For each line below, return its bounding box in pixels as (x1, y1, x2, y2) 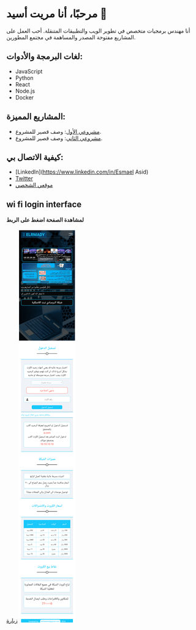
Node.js (15, 87, 36, 94)
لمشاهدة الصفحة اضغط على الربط (6, 216, 84, 224)
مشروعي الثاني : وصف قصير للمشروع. (15, 134, 103, 142)
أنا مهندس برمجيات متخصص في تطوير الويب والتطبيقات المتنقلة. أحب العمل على (6, 27, 190, 34)
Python (15, 74, 34, 82)
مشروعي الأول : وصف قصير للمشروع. (15, 128, 102, 135)
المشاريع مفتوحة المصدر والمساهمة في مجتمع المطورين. (6, 33, 136, 40)
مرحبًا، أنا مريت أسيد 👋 (6, 7, 107, 21)
